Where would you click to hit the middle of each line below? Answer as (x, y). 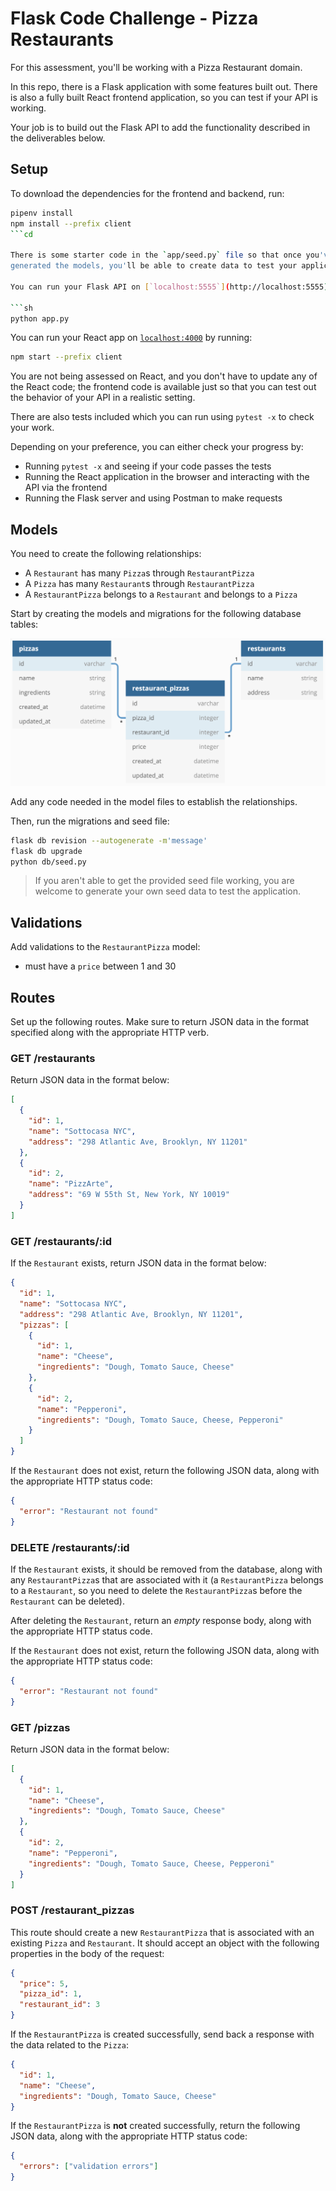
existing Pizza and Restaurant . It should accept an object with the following (165, 1943)
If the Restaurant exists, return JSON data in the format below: (138, 1263)
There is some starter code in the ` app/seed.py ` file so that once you (165, 255)
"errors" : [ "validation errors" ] (89, 2167)
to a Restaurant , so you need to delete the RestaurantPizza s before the (156, 1590)
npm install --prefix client (71, 223)
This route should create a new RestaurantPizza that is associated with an (162, 1932)
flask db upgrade (46, 851)
